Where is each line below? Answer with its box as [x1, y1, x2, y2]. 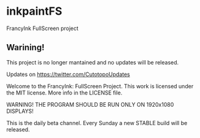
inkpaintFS [6, 4, 62, 18]
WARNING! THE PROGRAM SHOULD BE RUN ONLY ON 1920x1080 [6, 101, 174, 108]
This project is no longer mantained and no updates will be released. [6, 58, 179, 66]
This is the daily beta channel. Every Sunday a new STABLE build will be [6, 119, 188, 126]
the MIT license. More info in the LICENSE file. [6, 89, 122, 96]
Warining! [6, 42, 45, 53]
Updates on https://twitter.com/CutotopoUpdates [6, 71, 130, 78]
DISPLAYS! [6, 107, 34, 115]
